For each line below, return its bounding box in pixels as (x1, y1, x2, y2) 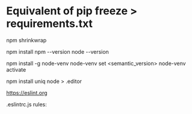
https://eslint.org (6, 89, 48, 96)
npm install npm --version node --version (6, 48, 110, 55)
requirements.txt (6, 17, 93, 30)
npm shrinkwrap (6, 36, 47, 44)
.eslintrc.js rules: (6, 100, 47, 108)
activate (6, 66, 26, 73)
